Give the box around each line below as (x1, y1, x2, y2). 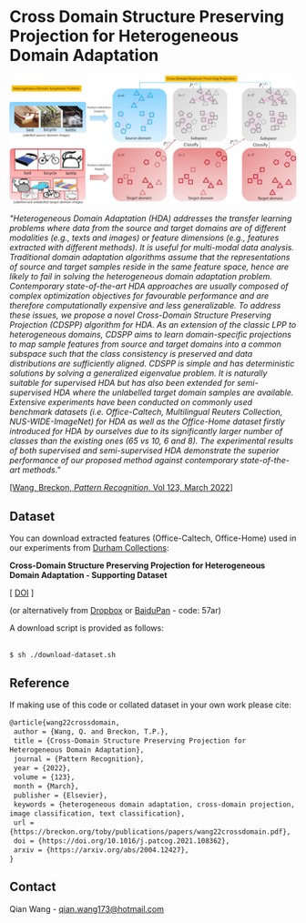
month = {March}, (13, 781, 79, 791)
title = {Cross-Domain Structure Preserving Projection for (13, 735, 247, 745)
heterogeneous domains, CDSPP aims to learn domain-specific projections (9, 330, 291, 340)
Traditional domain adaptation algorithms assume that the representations (9, 252, 291, 263)
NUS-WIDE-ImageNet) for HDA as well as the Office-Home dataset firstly (9, 416, 285, 427)
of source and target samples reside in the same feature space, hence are (9, 261, 290, 272)
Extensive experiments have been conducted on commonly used (9, 397, 253, 408)
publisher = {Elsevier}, (13, 790, 107, 800)
